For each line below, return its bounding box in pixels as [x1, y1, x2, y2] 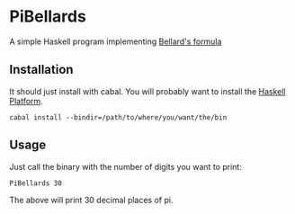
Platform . [9, 95, 43, 106]
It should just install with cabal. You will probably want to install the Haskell [9, 85, 286, 96]
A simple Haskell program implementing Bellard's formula [9, 36, 222, 47]
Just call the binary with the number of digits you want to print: [9, 161, 243, 172]
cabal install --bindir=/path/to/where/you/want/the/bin [9, 112, 228, 122]
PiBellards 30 [9, 178, 63, 188]
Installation [9, 62, 74, 77]
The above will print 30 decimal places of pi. [9, 194, 174, 205]
